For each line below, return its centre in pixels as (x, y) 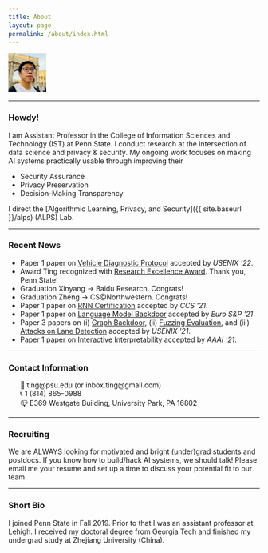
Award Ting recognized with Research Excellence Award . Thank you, (133, 271)
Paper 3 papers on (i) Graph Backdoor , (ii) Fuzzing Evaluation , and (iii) (134, 322)
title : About (30, 17)
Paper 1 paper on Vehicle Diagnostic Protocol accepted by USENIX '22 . (136, 262)
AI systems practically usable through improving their (96, 161)
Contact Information (49, 367)
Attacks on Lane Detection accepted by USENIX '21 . (105, 331)
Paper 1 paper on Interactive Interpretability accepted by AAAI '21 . (128, 339)
